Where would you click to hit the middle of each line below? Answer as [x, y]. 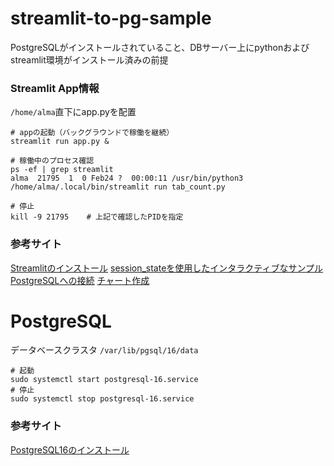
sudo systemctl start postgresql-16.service [104, 380]
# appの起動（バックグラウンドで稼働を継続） [92, 133]
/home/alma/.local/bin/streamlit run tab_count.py [118, 187]
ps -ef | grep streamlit [62, 170]
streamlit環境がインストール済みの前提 [89, 59]
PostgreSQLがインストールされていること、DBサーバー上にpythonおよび [160, 47]
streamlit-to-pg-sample [111, 18]
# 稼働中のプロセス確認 [52, 161]
